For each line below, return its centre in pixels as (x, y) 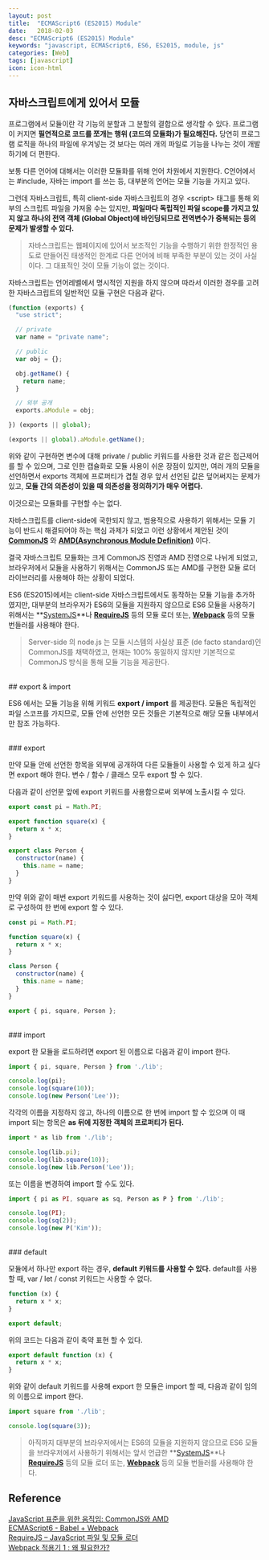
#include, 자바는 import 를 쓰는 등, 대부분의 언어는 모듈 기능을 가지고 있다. (133, 181)
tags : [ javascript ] (41, 61)
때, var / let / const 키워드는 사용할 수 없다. (84, 1279)
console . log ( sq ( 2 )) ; (43, 1221)
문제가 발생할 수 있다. (41, 228)
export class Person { (46, 851)
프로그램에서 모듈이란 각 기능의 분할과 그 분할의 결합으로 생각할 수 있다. (120, 123)
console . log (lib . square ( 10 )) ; (59, 1160)
